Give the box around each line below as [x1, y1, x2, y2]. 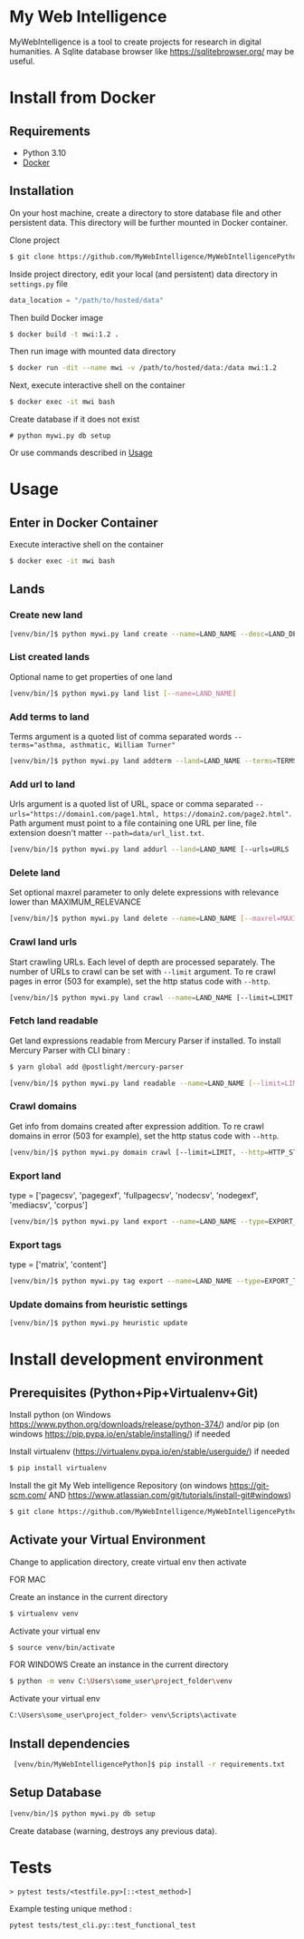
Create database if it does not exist [9, 414, 140, 425]
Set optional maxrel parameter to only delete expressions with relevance [9, 887, 279, 898]
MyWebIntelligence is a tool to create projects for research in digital [9, 36, 262, 47]
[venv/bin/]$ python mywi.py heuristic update [9, 1319, 188, 1328]
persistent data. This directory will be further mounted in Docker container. [9, 217, 288, 228]
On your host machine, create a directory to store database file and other [9, 207, 282, 218]
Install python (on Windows [9, 1410, 111, 1420]
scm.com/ [9, 1489, 47, 1501]
